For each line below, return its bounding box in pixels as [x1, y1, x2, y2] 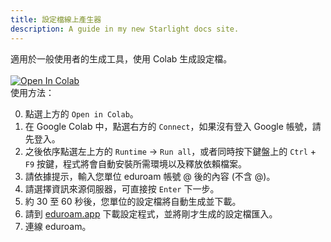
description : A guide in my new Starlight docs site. [10, 24, 240, 34]
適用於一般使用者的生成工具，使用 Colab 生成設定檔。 [10, 52, 233, 65]
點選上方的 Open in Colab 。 [24, 107, 139, 120]
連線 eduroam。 [24, 220, 92, 232]
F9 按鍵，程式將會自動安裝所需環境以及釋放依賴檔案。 [24, 157, 248, 170]
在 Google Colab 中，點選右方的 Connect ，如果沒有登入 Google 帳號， [24, 120, 313, 132]
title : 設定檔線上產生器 [10, 14, 102, 25]
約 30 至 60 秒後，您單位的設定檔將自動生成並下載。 [24, 195, 242, 207]
